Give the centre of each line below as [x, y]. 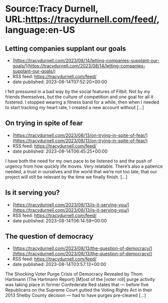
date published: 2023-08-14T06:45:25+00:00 [60, 151]
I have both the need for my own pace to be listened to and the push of [78, 161]
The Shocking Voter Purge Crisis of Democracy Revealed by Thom [74, 274]
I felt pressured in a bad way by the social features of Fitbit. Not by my [78, 91]
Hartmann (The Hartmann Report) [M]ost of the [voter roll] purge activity [80, 279]
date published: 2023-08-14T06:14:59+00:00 [59, 220]
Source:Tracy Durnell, [52, 9]
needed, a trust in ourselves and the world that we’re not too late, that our [81, 171]
